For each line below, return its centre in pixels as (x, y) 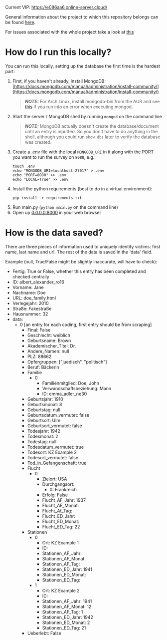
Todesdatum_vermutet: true (55, 447)
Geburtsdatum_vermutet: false (58, 415)
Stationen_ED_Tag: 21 (64, 627)
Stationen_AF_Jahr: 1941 (67, 601)
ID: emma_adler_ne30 (65, 394)
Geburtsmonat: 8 (45, 404)
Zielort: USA (55, 479)
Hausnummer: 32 (30, 314)
